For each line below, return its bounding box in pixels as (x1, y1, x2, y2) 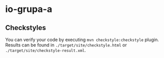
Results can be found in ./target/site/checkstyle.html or (5, 42, 127, 48)
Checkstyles (5, 23, 47, 32)
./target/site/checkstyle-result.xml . (5, 47, 86, 53)
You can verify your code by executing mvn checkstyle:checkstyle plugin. (5, 36, 159, 42)
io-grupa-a (5, 3, 52, 15)
